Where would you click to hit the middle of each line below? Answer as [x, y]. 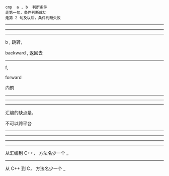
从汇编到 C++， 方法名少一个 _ [37, 153]
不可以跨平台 [18, 123]
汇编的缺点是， [21, 113]
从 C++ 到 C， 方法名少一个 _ [35, 168]
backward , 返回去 [24, 53]
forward [13, 77]
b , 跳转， [15, 42]
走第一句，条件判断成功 [26, 13]
